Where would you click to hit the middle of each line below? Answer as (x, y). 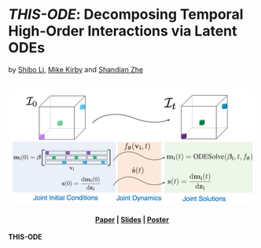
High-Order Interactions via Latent (123, 31)
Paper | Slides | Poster (132, 219)
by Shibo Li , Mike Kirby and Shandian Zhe (76, 69)
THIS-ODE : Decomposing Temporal (126, 15)
